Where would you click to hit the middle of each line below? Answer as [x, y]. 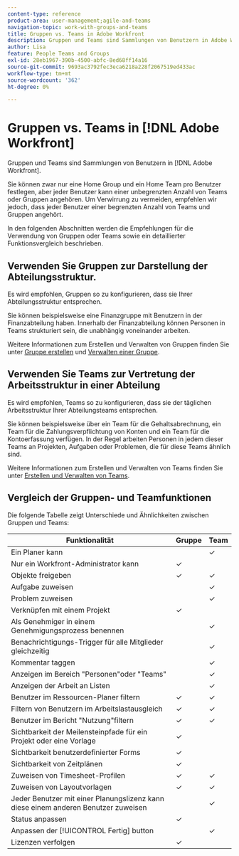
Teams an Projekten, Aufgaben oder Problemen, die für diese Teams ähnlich [119, 446]
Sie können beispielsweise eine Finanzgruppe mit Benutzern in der [105, 315]
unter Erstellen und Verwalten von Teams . [69, 475]
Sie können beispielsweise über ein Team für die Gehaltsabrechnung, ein [115, 423]
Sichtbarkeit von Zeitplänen [57, 763]
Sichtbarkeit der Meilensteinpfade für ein [79, 731]
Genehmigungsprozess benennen [68, 630]
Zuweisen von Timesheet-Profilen [68, 775]
